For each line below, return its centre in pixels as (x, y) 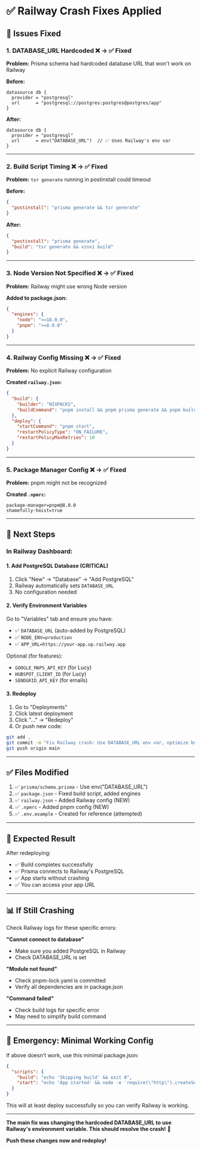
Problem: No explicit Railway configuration (59, 371)
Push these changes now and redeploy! (56, 1140)
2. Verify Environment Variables (47, 606)
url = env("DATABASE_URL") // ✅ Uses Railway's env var (91, 141)
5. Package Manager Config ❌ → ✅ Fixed (66, 470)
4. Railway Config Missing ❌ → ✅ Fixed (64, 357)
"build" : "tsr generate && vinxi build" (63, 247)
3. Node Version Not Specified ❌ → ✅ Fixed (70, 273)
